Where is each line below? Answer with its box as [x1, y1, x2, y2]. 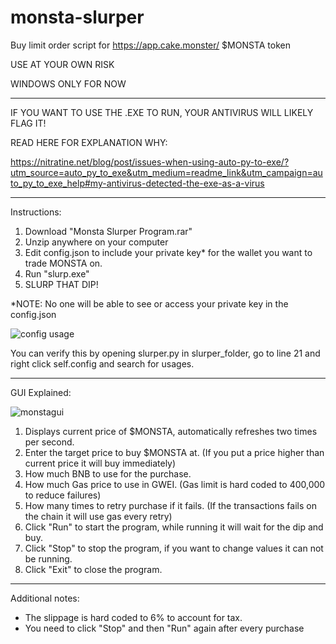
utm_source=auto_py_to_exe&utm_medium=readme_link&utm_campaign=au [10, 166, 323, 178]
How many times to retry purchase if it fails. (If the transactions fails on [24, 499, 317, 511]
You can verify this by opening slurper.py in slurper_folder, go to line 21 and [10, 347, 321, 359]
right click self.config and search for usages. [10, 357, 195, 370]
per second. [24, 436, 75, 448]
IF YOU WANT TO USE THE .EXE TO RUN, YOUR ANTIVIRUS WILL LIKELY [10, 106, 314, 118]
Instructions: [10, 206, 62, 218]
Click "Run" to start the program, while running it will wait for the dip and [24, 521, 324, 533]
